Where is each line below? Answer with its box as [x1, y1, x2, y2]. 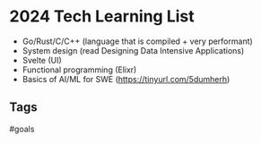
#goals [9, 123, 35, 134]
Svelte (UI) [22, 55, 63, 65]
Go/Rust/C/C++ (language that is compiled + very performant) [22, 36, 253, 46]
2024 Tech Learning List [9, 6, 195, 27]
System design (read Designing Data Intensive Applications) [22, 45, 245, 55]
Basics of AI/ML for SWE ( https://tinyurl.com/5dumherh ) [22, 73, 231, 84]
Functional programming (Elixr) [22, 64, 137, 75]
